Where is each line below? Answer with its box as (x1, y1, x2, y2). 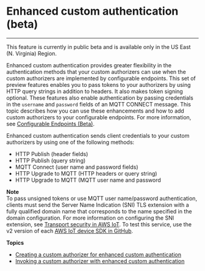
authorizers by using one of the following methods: (6, 138, 135, 146)
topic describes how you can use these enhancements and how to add (6, 107, 184, 114)
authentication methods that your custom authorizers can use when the (6, 68, 186, 75)
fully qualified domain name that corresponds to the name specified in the (6, 207, 192, 215)
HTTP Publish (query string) (15, 157, 86, 164)
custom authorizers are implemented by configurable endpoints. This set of (6, 75, 196, 82)
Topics (6, 239, 24, 246)
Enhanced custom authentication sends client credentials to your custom (6, 132, 190, 139)
